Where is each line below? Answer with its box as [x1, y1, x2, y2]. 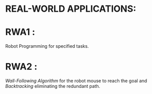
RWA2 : [5, 61, 37, 73]
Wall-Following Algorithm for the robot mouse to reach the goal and [5, 78, 147, 84]
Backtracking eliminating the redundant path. [5, 83, 100, 89]
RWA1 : [5, 26, 35, 38]
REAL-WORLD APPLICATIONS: [5, 3, 137, 15]
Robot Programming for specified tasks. [5, 43, 89, 49]
